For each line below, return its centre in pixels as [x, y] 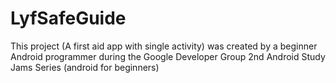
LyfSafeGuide [68, 18]
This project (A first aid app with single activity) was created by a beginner [164, 46]
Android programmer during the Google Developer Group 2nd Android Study [168, 56]
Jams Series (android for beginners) [85, 67]
